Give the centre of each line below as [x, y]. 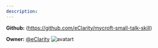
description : [22, 11]
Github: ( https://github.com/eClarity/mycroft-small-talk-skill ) [79, 28]
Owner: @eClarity [28, 39]
